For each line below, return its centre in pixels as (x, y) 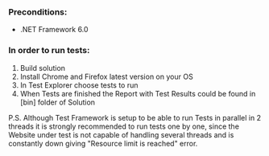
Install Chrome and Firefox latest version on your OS (106, 76)
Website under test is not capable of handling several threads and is (121, 134)
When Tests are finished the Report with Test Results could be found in (138, 93)
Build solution (43, 68)
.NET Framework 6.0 (54, 30)
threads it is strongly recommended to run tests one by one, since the (124, 126)
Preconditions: (38, 12)
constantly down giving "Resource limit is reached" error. (103, 143)
